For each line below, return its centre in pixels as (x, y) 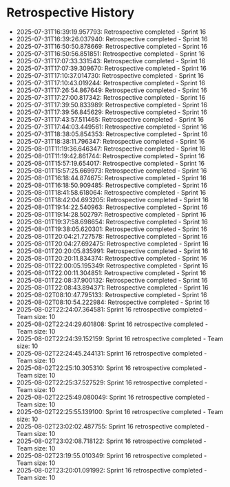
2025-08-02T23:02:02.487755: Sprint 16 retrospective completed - (113, 426)
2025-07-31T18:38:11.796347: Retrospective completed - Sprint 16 (111, 141)
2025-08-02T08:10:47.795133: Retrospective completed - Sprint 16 (112, 294)
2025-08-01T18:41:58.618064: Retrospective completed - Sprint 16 (111, 192)
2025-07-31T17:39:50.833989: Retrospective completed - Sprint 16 (112, 105)
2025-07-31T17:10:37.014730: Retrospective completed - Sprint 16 (110, 75)
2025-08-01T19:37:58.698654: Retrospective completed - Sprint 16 (112, 221)
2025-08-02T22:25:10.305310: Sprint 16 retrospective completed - (112, 368)
